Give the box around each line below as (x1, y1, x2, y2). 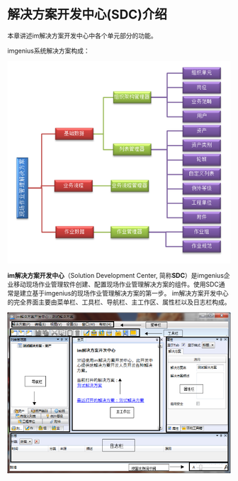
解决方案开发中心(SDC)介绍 (7, 6, 168, 23)
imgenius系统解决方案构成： (7, 46, 90, 55)
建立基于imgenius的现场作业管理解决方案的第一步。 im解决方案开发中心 (19, 288, 229, 297)
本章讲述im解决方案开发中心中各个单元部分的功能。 (7, 31, 157, 40)
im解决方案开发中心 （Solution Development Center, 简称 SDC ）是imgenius (7, 271, 225, 279)
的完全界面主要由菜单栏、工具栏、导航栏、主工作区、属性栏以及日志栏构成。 (7, 298, 231, 306)
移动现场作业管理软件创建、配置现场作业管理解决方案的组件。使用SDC (13, 280, 220, 288)
